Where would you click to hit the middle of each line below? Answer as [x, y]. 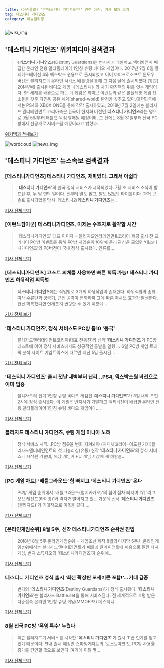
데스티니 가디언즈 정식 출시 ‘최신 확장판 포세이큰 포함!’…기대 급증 [77, 577]
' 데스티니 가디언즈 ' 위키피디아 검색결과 [60, 49]
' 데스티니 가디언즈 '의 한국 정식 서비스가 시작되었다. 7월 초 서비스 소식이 [85, 187]
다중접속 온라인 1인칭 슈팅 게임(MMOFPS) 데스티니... [68, 602]
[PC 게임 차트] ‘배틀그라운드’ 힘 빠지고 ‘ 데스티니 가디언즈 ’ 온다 [74, 481]
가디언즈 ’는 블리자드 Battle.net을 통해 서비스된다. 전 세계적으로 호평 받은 [86, 595]
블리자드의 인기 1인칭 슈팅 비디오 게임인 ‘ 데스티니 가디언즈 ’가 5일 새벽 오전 [87, 396]
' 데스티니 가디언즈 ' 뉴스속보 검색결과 [57, 161]
